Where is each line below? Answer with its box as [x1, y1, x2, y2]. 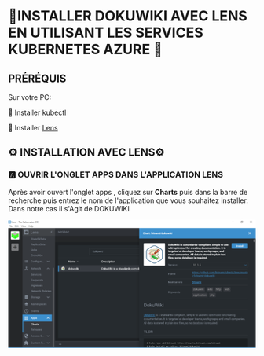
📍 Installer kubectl [8, 108, 67, 117]
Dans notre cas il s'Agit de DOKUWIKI [8, 204, 130, 213]
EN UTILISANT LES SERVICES [8, 24, 204, 42]
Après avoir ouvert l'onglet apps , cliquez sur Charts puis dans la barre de [8, 187, 248, 196]
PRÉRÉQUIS [8, 72, 67, 85]
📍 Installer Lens [8, 123, 58, 132]
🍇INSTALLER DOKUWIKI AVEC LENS [8, 7, 247, 25]
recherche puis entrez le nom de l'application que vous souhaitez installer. [8, 196, 249, 205]
